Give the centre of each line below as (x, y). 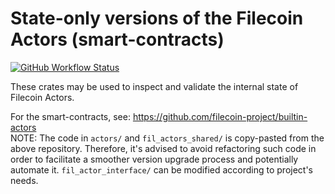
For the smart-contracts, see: (70, 116)
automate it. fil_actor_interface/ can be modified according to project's (162, 169)
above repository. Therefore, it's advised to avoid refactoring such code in (163, 148)
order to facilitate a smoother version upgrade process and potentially (154, 159)
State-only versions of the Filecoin (157, 18)
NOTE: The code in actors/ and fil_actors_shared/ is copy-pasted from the (167, 138)
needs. (24, 180)
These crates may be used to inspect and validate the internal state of (154, 86)
